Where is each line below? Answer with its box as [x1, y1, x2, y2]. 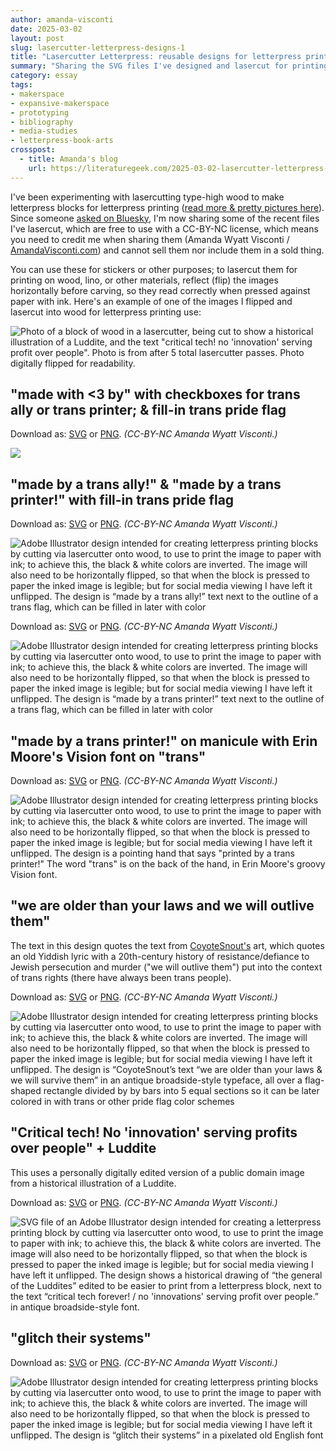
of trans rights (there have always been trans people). [10, 971, 232, 983]
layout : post [10, 33, 65, 43]
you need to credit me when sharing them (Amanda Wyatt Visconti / [10, 233, 290, 245]
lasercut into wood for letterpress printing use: [10, 306, 202, 318]
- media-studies [10, 126, 78, 136]
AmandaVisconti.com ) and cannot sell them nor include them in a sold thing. [10, 244, 325, 256]
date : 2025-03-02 [10, 24, 83, 34]
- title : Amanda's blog [19, 154, 118, 164]
